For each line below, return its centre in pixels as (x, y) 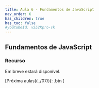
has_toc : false (20, 23)
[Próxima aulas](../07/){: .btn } (35, 81)
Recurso (15, 61)
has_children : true (25, 18)
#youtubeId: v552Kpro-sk (30, 28)
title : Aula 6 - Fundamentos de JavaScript (50, 9)
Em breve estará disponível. (33, 71)
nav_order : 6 (18, 14)
